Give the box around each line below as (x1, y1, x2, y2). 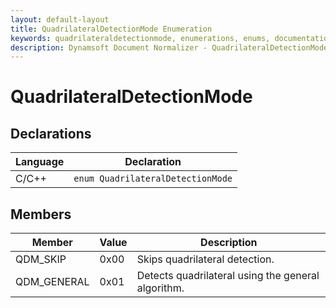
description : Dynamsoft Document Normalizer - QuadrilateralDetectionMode (10, 42, 329, 53)
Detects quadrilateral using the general (136, 269, 320, 283)
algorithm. (136, 281, 185, 295)
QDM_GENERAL (15, 275, 90, 289)
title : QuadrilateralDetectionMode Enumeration (10, 24, 213, 34)
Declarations (10, 125, 92, 142)
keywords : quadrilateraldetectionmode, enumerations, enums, (10, 33, 271, 43)
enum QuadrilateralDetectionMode (73, 173, 233, 185)
